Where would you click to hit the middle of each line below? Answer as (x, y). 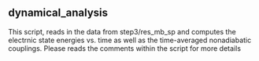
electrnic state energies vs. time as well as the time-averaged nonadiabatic (130, 40)
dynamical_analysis (58, 13)
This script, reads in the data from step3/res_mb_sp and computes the (122, 31)
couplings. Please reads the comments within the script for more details (125, 48)
